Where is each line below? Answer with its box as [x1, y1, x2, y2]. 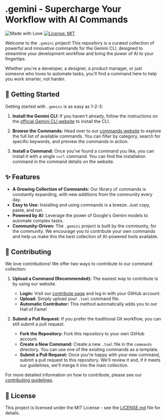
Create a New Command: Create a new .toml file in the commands [19, 341, 152, 347]
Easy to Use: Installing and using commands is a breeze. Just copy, [12, 202, 151, 208]
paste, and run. [12, 207, 44, 213]
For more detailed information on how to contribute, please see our [5, 372, 142, 378]
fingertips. [5, 55, 26, 61]
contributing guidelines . [5, 377, 54, 383]
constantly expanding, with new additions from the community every [12, 191, 153, 197]
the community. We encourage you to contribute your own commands [12, 228, 156, 234]
